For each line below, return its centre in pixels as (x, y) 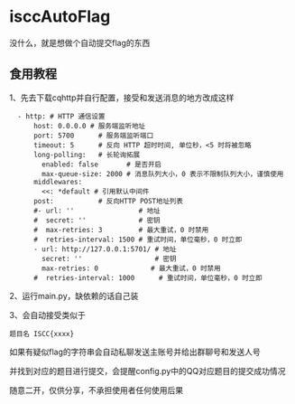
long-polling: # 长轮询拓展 (87, 155)
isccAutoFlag (60, 17)
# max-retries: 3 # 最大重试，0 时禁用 (121, 230)
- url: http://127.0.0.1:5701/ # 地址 (105, 249)
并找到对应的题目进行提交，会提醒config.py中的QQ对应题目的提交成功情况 (147, 371)
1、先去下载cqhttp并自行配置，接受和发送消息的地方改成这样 (122, 98)
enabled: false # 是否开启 (102, 164)
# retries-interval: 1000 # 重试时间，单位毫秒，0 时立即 (148, 277)
